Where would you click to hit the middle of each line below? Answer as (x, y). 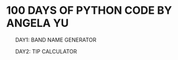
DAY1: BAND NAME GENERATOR (56, 40)
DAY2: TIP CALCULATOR (46, 51)
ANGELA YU (38, 23)
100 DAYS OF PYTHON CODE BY (89, 10)
